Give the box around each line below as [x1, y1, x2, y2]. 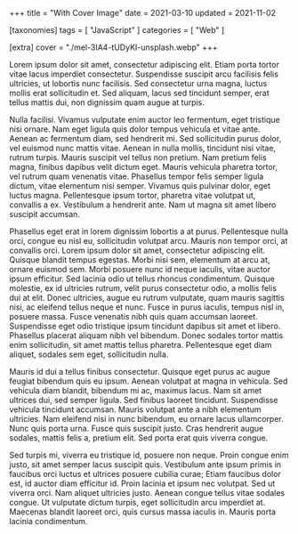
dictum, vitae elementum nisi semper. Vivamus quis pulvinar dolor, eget [9, 181, 271, 190]
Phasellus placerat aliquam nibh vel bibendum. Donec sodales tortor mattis [9, 330, 284, 341]
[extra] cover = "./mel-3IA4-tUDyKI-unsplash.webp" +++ [9, 42, 218, 53]
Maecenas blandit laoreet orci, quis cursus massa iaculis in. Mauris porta [9, 506, 277, 517]
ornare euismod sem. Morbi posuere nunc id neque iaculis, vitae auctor [9, 264, 271, 274]
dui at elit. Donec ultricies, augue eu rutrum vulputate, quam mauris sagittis [9, 293, 285, 303]
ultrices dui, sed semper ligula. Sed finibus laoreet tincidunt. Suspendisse [9, 395, 278, 405]
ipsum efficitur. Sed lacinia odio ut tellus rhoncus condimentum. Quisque [9, 273, 276, 284]
